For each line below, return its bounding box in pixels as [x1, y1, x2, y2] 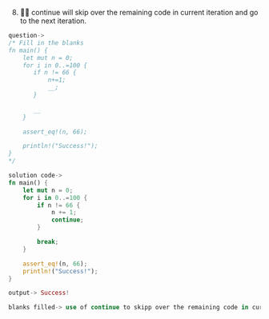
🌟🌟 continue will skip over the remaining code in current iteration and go [19, 8, 259, 17]
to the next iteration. [19, 16, 86, 26]
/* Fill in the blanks [8, 38, 84, 47]
